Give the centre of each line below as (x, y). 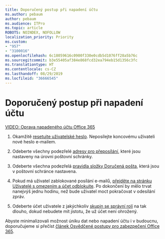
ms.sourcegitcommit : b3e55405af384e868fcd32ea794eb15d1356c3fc (71, 60)
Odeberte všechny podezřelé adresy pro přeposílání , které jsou (76, 151)
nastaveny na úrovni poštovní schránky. (52, 156)
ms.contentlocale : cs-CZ (31, 69)
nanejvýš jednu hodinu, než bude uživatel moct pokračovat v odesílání (83, 191)
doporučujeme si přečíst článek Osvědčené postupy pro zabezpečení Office (82, 226)
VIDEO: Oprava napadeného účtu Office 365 (50, 127)
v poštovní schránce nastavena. (45, 171)
